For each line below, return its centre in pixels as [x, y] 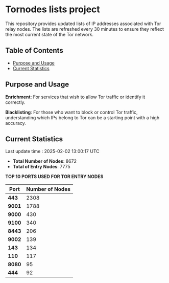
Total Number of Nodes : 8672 [44, 161]
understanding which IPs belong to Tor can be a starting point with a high [82, 117]
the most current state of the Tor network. [49, 34]
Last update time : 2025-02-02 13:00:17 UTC [52, 151]
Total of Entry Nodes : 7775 [41, 167]
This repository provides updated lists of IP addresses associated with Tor [83, 24]
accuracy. [16, 123]
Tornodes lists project [53, 9]
